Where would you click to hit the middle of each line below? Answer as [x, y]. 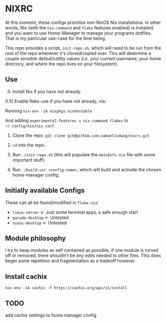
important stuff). [29, 160]
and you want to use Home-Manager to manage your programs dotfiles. [79, 33]
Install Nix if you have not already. [47, 91]
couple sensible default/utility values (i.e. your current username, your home [83, 58]
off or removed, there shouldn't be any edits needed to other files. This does [83, 256]
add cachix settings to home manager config [51, 315]
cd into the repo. [29, 145]
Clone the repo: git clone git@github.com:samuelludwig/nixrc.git [81, 135]
